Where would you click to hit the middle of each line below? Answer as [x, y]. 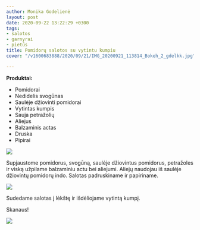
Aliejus [23, 121]
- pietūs [17, 45]
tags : [13, 28]
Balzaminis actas [35, 127]
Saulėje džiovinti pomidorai [48, 102]
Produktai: [19, 78]
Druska [24, 134]
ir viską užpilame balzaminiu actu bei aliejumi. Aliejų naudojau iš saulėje [94, 169]
